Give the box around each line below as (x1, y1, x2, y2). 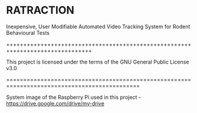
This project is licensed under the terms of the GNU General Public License (6, 58, 189, 65)
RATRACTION (6, 4, 75, 17)
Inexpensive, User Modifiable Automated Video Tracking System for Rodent (6, 23, 190, 30)
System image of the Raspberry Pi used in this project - (6, 94, 141, 101)
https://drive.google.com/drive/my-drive (6, 99, 105, 107)
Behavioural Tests (6, 29, 50, 36)
